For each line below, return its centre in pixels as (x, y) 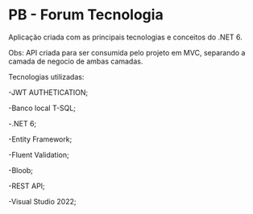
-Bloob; (21, 170)
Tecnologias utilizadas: (46, 76)
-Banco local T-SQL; (42, 108)
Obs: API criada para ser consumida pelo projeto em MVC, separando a (127, 52)
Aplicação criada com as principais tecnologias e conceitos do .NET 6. (126, 37)
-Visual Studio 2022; (42, 201)
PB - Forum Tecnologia (86, 15)
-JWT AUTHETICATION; (48, 92)
